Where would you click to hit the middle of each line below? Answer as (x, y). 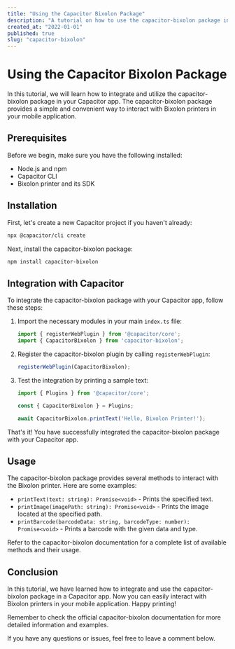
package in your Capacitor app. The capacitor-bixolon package (121, 102)
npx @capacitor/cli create (47, 235)
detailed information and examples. (58, 625)
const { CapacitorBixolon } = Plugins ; (76, 406)
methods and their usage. (44, 550)
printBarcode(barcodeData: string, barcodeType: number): (104, 522)
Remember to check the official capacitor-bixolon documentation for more (114, 617)
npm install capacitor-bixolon (53, 261)
